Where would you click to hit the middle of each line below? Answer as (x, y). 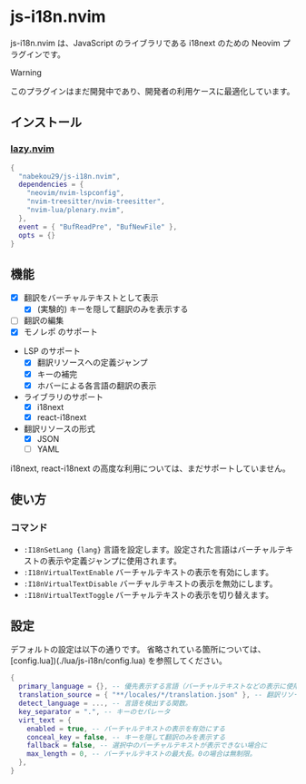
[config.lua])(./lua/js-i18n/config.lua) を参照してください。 (119, 661)
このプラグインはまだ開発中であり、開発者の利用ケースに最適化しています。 (153, 91)
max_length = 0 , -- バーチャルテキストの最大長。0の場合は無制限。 (142, 754)
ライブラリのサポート (63, 397)
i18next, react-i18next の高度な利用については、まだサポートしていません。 (151, 468)
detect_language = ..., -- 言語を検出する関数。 (105, 703)
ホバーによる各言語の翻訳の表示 (97, 385)
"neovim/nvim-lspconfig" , (76, 193)
